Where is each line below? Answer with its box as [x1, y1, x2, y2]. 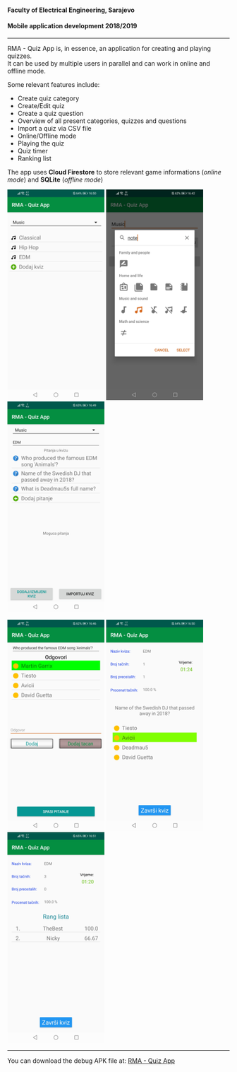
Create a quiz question [17, 109, 84, 117]
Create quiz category [17, 94, 80, 102]
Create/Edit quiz [17, 101, 65, 110]
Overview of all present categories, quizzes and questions [17, 117, 187, 125]
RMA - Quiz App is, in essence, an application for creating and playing [7, 44, 212, 52]
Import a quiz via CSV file [17, 124, 92, 132]
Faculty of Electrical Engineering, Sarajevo [7, 6, 135, 14]
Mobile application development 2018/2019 [7, 22, 138, 30]
